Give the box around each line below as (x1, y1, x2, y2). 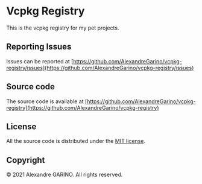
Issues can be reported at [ (6, 57, 74, 65)
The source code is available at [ (6, 98, 87, 105)
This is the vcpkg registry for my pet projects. (6, 24, 119, 31)
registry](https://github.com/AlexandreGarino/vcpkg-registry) (6, 104, 159, 111)
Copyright (6, 155, 45, 165)
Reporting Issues (6, 42, 72, 52)
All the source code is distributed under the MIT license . (6, 138, 146, 145)
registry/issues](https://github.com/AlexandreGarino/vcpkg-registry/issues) (6, 64, 194, 71)
